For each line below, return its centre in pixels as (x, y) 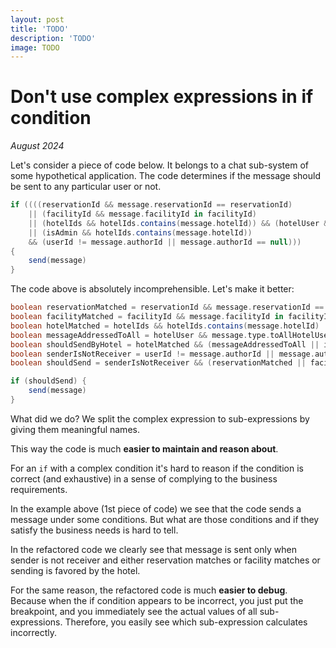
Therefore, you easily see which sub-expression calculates (186, 622)
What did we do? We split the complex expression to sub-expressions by (160, 418)
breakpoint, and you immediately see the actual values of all (134, 611)
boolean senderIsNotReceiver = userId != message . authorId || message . (162, 354)
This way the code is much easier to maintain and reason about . (144, 448)
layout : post (37, 19)
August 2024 (37, 146)
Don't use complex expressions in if (162, 97)
